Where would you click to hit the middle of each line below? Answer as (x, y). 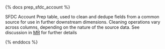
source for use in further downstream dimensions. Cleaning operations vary (83, 22)
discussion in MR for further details (41, 32)
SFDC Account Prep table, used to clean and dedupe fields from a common (82, 17)
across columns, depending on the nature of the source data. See (73, 27)
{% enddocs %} (22, 42)
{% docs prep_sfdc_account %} (38, 7)
